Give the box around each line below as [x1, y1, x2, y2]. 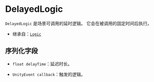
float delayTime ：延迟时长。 [12, 61, 73, 67]
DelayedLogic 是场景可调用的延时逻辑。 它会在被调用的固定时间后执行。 [5, 20, 152, 26]
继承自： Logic [12, 31, 41, 37]
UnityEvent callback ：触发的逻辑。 [12, 71, 85, 77]
